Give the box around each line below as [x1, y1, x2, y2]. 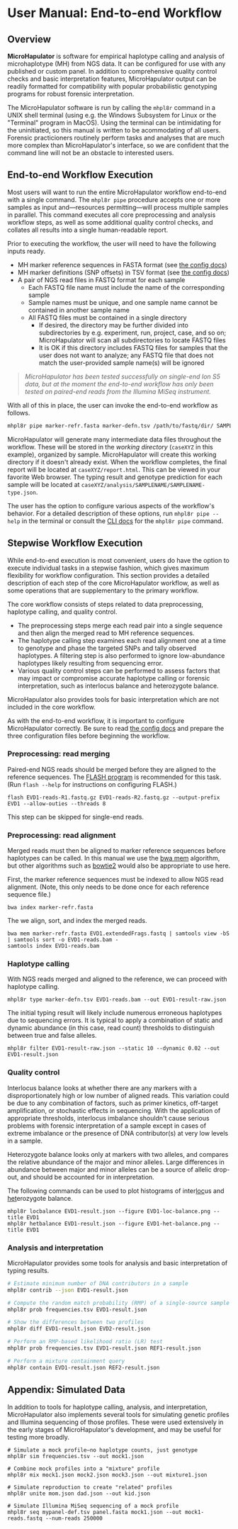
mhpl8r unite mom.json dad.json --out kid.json [7, 1490, 151, 1497]
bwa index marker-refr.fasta [7, 904, 93, 912]
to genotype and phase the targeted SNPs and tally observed [17, 644, 197, 652]
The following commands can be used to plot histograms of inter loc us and [7, 1186, 225, 1195]
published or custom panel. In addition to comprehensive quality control [7, 67, 217, 75]
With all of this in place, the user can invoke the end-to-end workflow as [7, 401, 218, 409]
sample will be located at [7, 480, 80, 488]
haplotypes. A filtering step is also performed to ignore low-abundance [17, 651, 225, 660]
